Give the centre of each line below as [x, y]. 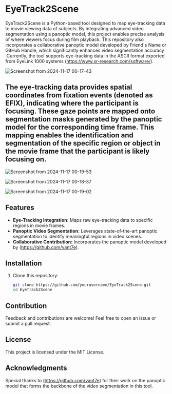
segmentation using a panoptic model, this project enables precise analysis [85, 34]
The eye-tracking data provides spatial [69, 87]
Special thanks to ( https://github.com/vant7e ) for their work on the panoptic [85, 380]
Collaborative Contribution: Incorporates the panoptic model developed [90, 242]
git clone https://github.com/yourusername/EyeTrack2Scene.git [82, 285]
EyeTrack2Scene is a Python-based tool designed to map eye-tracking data [85, 23]
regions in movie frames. [39, 225]
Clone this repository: [35, 276]
